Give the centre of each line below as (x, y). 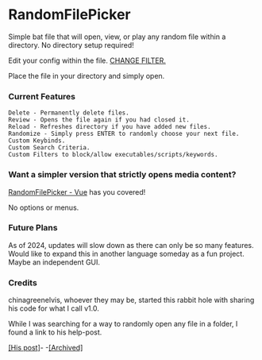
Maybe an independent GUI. (54, 262)
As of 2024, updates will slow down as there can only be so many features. (131, 245)
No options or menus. (44, 207)
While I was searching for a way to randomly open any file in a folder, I (123, 324)
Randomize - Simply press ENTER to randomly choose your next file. (124, 134)
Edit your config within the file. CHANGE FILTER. (87, 60)
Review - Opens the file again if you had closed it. (99, 120)
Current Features (42, 96)
